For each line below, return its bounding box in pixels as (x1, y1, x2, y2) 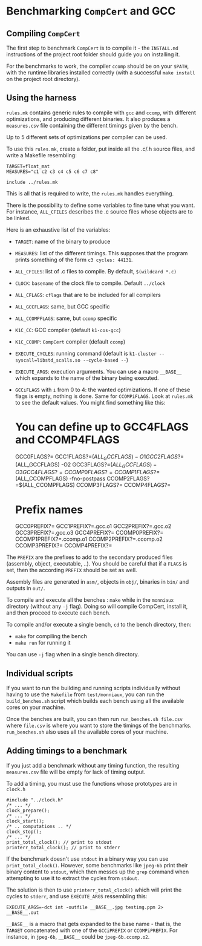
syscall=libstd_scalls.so (15, 357, 80, 364)
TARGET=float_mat (6, 163, 50, 169)
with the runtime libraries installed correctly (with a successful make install (6, 69, 195, 76)
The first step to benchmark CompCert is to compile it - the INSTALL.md (6, 44, 178, 51)
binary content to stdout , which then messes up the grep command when (6, 868, 189, 875)
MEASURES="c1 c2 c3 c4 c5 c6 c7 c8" (6, 168, 99, 175)
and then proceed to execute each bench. (6, 609, 111, 616)
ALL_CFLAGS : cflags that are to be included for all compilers (15, 291, 161, 298)
